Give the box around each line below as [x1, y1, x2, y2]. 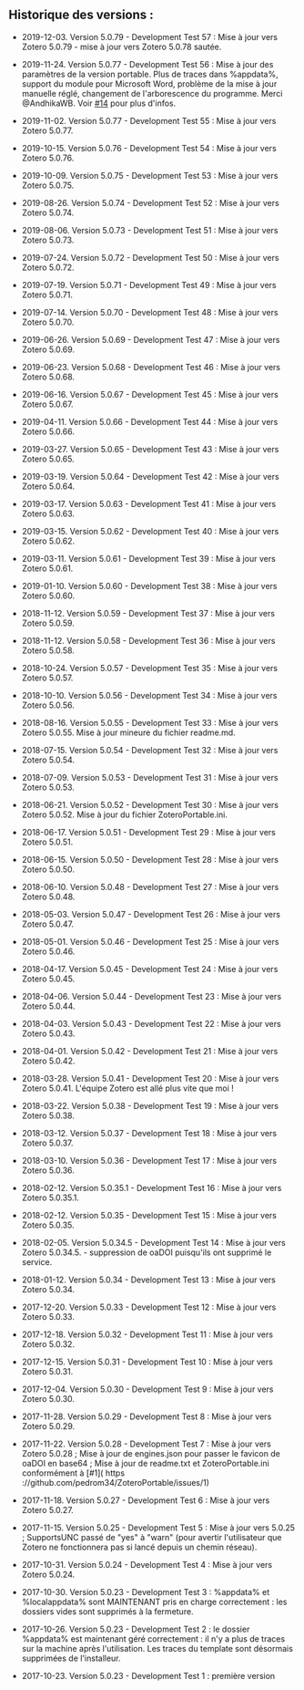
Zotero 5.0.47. [21, 918, 75, 929]
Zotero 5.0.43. [21, 1028, 76, 1039]
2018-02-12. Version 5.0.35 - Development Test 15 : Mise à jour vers [21, 1209, 278, 1220]
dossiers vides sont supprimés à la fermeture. [21, 1605, 194, 1617]
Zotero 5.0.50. [21, 864, 75, 875]
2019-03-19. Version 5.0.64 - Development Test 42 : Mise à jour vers [21, 471, 279, 482]
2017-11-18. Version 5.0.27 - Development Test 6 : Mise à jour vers [21, 1495, 270, 1506]
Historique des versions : [8, 7, 154, 23]
